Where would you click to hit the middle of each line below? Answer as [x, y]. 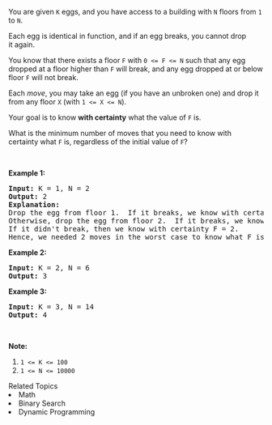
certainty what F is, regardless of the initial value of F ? [98, 142]
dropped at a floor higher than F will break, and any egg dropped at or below [136, 69]
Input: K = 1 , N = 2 [49, 188]
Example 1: [27, 173]
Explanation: [34, 204]
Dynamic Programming [57, 412]
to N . [15, 20]
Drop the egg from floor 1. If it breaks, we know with [124, 212]
